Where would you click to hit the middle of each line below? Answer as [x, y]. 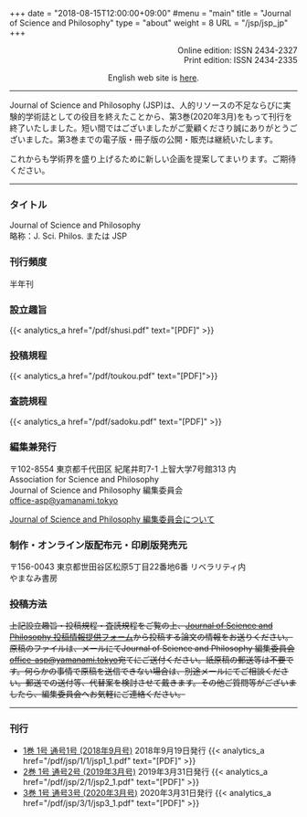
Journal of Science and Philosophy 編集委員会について [112, 519]
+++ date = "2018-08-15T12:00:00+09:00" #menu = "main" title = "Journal [151, 13]
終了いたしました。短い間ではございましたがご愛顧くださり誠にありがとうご [153, 128]
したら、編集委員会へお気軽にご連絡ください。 [97, 695]
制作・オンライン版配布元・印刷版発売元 [98, 545]
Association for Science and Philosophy [85, 479]
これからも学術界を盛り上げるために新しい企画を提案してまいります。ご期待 [153, 159]
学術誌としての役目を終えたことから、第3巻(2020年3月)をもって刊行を [159, 117]
